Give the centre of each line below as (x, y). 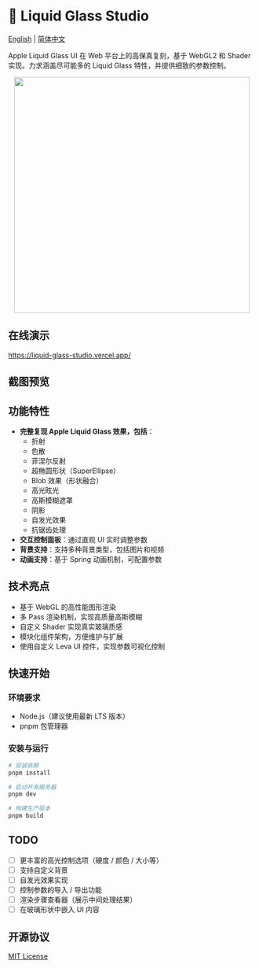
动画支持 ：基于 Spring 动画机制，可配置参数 (91, 559)
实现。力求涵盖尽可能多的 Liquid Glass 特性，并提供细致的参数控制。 (119, 65)
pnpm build (26, 816)
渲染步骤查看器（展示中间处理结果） (78, 900)
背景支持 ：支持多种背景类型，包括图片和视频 (92, 549)
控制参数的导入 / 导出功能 (60, 890)
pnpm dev (22, 794)
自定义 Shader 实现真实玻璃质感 (71, 626)
